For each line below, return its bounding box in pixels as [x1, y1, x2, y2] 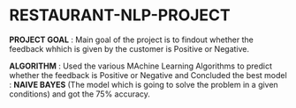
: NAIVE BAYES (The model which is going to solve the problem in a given [9, 79, 278, 90]
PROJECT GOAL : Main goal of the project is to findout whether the [9, 34, 254, 45]
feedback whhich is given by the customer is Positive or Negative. [9, 43, 250, 54]
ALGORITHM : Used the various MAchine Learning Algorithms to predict [9, 61, 272, 71]
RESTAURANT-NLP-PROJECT [9, 5, 231, 25]
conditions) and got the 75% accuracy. [9, 89, 150, 99]
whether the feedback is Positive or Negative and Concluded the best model [9, 69, 287, 80]
